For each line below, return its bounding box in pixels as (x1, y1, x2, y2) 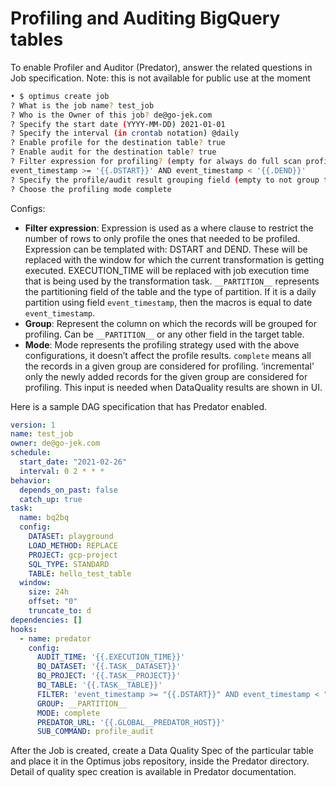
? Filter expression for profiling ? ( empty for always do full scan (10, 157, 302, 167)
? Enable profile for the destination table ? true (10, 138, 226, 148)
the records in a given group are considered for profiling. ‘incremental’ (24, 360, 315, 372)
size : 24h (28, 587, 70, 597)
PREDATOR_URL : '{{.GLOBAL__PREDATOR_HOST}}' (36, 717, 226, 727)
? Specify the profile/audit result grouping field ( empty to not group (10, 175, 320, 185)
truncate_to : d (28, 606, 92, 616)
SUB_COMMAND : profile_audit (36, 727, 155, 737)
